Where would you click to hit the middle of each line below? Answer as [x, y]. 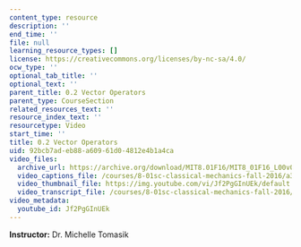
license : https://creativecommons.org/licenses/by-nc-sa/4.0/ [128, 59]
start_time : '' [38, 134]
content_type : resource [54, 17]
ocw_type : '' [34, 68]
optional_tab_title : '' [54, 76]
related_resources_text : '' [62, 109]
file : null [30, 43]
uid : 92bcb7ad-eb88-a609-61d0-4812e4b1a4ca [92, 150]
